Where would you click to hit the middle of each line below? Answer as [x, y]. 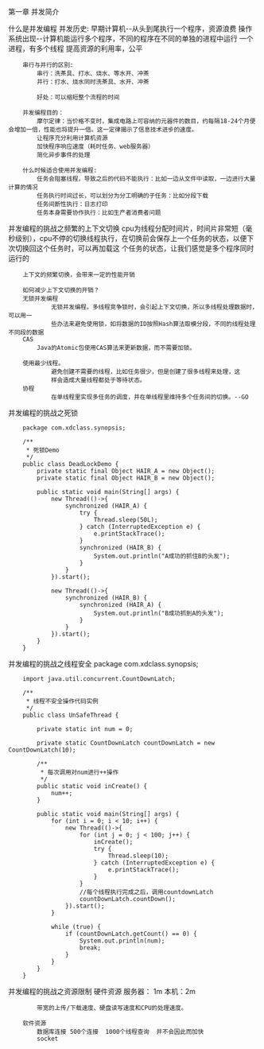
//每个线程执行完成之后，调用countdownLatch [146, 892]
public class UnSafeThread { [71, 715]
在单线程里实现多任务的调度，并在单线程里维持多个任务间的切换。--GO [149, 397]
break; [90, 948]
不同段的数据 [26, 332]
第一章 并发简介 [34, 12]
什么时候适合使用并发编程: [60, 170]
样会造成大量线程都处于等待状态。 [98, 380]
